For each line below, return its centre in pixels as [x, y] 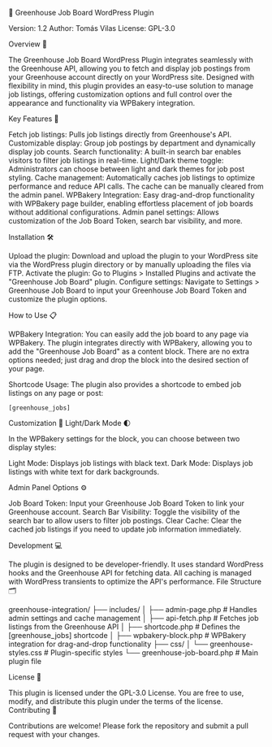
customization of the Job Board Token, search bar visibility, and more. [125, 221]
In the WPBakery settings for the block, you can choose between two [124, 439]
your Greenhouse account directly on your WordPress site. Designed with [131, 77]
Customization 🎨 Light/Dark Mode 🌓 [70, 423]
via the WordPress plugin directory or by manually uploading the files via [130, 265]
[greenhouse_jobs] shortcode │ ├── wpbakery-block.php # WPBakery [127, 635]
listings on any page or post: [56, 393]
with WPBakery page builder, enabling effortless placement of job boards [131, 204]
